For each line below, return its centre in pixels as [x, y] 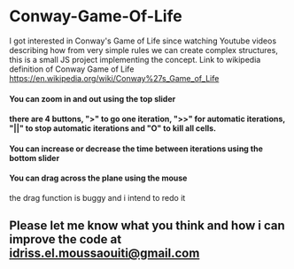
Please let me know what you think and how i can [147, 226]
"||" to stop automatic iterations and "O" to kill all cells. [113, 128]
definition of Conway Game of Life [72, 69]
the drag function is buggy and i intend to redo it [97, 197]
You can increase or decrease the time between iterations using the [136, 149]
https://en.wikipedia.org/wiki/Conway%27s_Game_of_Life [114, 78]
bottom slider [35, 158]
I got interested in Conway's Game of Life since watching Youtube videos [143, 41]
